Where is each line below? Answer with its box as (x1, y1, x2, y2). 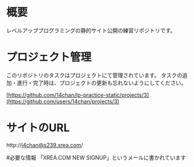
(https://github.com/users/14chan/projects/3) (6, 98, 119, 105)
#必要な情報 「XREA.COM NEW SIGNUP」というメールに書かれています (6, 154, 186, 161)
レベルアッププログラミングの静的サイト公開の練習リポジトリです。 (6, 27, 176, 34)
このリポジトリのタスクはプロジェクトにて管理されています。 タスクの (6, 71, 183, 79)
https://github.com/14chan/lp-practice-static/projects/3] (8, 91, 150, 98)
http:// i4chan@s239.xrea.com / (6, 141, 84, 149)
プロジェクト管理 (6, 50, 92, 64)
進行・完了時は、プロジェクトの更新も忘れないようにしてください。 (16, 79, 187, 86)
